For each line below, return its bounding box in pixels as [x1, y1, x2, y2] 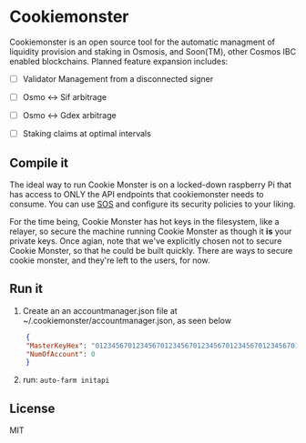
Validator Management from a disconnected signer [22, 73, 214, 84]
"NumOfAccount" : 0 [25, 349, 96, 358]
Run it [9, 281, 44, 297]
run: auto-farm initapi [22, 375, 110, 386]
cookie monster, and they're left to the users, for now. [9, 255, 211, 266]
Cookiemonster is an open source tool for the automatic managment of [9, 36, 276, 47]
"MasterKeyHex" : [25, 341, 88, 350]
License [9, 400, 56, 416]
